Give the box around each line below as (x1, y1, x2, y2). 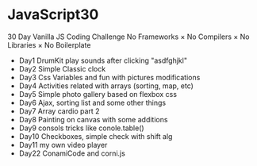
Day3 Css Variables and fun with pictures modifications (18, 72, 201, 82)
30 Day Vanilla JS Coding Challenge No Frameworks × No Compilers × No (7, 32, 250, 41)
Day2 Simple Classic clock (18, 64, 106, 73)
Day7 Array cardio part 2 (18, 106, 100, 116)
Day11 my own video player (18, 140, 108, 149)
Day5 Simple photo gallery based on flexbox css (18, 89, 178, 98)
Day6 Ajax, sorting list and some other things (18, 98, 167, 107)
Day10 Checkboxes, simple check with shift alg (18, 131, 173, 141)
